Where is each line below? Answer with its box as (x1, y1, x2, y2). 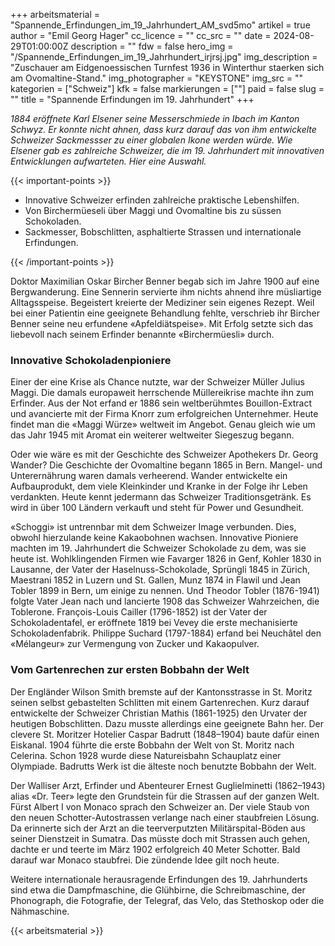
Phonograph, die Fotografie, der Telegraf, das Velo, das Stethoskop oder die (10, 894, 325, 906)
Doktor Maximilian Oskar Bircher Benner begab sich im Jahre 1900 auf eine (10, 275, 320, 287)
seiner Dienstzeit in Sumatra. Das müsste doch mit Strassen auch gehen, (10, 832, 310, 844)
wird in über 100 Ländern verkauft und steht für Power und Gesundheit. (10, 502, 305, 514)
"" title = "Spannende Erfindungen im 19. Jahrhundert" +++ (10, 94, 255, 105)
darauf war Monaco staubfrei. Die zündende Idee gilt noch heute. (10, 854, 280, 866)
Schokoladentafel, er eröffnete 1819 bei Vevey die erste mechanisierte (10, 617, 298, 629)
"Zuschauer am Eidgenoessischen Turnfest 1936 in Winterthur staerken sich (10, 62, 325, 73)
